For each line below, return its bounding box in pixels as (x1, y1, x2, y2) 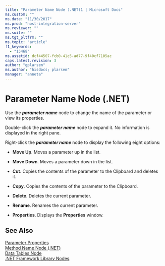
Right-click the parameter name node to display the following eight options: (5, 139, 161, 145)
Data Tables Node (5, 250, 42, 256)
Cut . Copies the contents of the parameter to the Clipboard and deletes (12, 168, 159, 174)
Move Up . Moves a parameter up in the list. (12, 149, 101, 155)
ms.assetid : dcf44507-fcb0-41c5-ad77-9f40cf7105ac (5, 53, 112, 59)
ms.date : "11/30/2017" (5, 16, 52, 21)
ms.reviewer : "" (5, 26, 39, 31)
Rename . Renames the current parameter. (12, 202, 98, 208)
